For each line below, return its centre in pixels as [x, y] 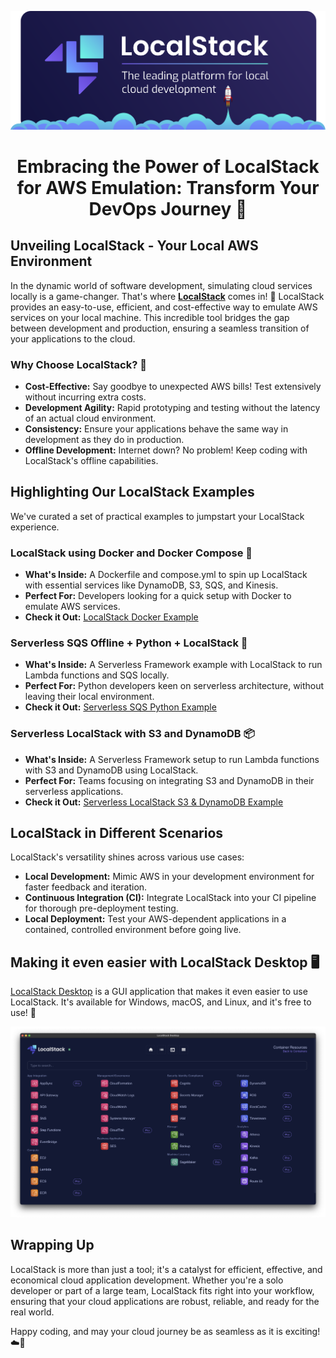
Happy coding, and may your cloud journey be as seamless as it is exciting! [165, 1331]
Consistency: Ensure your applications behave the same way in [156, 428]
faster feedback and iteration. [86, 887]
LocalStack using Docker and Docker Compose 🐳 [131, 553]
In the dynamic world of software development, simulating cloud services [161, 285]
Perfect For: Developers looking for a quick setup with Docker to [158, 596]
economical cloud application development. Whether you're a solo [147, 1280]
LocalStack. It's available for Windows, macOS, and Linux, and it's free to [161, 1002]
